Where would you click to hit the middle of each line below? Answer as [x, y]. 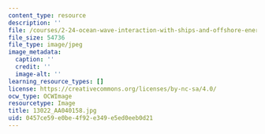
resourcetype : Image [42, 103]
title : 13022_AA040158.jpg [52, 111]
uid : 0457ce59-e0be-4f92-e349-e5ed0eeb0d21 [81, 118]
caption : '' [35, 60]
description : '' [35, 23]
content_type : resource [47, 15]
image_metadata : [35, 52]
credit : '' [33, 67]
